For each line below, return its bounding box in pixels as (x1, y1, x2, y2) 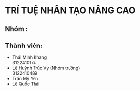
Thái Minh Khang (12, 54, 47, 60)
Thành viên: (5, 41, 43, 49)
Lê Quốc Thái (12, 81, 40, 87)
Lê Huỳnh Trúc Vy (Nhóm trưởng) (12, 65, 80, 71)
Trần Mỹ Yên (12, 76, 38, 82)
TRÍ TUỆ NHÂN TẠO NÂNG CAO (5, 5, 136, 16)
